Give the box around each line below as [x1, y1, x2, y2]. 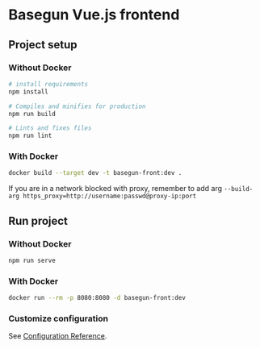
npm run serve [8, 256, 57, 264]
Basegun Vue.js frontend [8, 6, 180, 24]
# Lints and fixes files [8, 124, 92, 132]
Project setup [8, 38, 78, 52]
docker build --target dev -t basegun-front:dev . [8, 169, 182, 177]
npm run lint [8, 131, 52, 140]
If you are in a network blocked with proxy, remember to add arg [8, 184, 223, 193]
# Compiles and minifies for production [8, 102, 147, 110]
